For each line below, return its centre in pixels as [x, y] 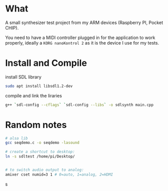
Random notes [36, 125]
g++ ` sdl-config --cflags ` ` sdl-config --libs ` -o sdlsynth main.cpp [79, 105]
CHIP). [12, 27]
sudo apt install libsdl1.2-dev [39, 86]
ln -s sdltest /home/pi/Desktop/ [40, 156]
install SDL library [23, 77]
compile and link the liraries [34, 95]
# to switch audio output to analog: [45, 170]
